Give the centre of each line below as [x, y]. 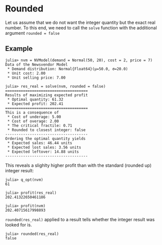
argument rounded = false [32, 33]
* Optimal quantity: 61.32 [35, 99]
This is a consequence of [32, 113]
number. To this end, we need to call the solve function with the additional [81, 27]
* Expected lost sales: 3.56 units [44, 147]
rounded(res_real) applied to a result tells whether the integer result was [80, 219]
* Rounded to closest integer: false [46, 130]
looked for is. [19, 225]
